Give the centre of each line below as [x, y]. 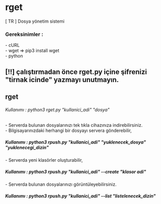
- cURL [13, 45]
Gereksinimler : [24, 34]
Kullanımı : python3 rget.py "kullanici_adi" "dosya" [57, 109]
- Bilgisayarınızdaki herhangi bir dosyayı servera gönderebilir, [68, 130]
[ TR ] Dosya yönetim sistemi [35, 21]
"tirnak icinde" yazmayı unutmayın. [62, 80]
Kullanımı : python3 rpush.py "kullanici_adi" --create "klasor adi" [76, 172]
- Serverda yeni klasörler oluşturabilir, [44, 160]
